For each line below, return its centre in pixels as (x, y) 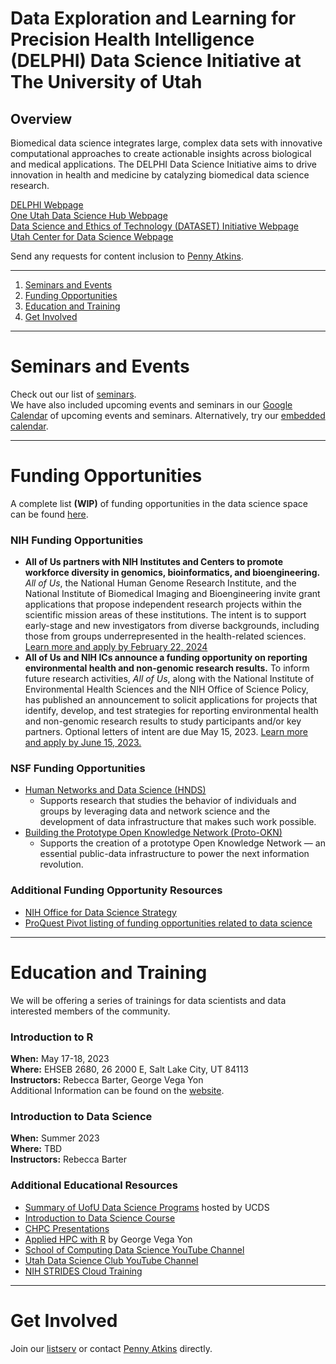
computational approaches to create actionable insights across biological (161, 153)
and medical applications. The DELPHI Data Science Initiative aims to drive (164, 164)
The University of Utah (106, 82)
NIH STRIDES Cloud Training (83, 1271)
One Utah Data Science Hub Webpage (89, 215)
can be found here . (49, 514)
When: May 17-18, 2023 (60, 1058)
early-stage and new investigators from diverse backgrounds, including (172, 626)
